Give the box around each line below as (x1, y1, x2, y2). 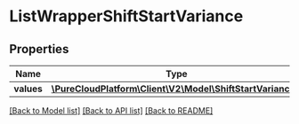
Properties (9, 42, 69, 57)
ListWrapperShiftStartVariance (9, 6, 244, 27)
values (13, 82, 43, 95)
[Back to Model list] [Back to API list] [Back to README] (9, 105, 214, 116)
